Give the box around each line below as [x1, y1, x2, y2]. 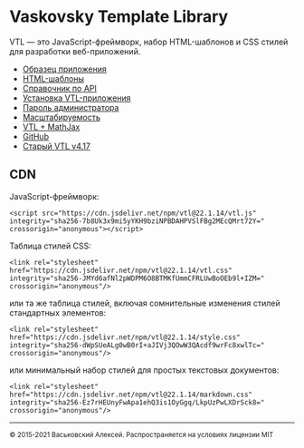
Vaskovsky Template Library [9, 6, 229, 27]
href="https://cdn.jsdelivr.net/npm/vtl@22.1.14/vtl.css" [9, 266, 233, 275]
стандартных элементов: [9, 307, 107, 318]
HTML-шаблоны [22, 73, 84, 83]
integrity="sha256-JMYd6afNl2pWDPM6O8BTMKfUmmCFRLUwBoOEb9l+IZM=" [9, 274, 265, 283]
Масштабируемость [22, 112, 101, 122]
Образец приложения [22, 63, 107, 74]
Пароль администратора [22, 102, 119, 112]
